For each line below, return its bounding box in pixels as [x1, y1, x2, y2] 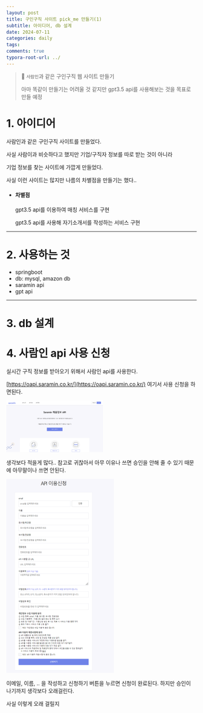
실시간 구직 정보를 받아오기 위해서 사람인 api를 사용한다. [6, 367, 138, 375]
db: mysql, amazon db [14, 274, 71, 282]
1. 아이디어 [6, 116, 56, 130]
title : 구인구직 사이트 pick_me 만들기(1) [6, 16, 102, 22]
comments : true [6, 48, 45, 55]
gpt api [14, 288, 33, 295]
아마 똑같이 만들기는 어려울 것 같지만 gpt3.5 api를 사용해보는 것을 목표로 [21, 85, 192, 93]
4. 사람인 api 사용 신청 [6, 347, 111, 360]
